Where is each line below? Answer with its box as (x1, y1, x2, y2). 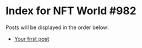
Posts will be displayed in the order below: (5, 24, 109, 31)
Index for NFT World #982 (5, 4, 137, 18)
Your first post (14, 35, 49, 42)
